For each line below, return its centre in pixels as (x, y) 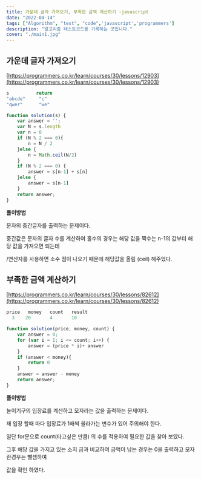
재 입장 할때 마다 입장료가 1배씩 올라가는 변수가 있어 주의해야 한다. (84, 423)
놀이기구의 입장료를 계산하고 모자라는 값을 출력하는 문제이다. (77, 410)
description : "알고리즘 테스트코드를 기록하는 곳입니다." (69, 29)
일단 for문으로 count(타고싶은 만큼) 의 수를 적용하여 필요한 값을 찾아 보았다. (95, 436)
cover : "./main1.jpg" (34, 35)
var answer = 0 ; (38, 335)
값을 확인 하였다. (26, 470)
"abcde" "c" (27, 99)
